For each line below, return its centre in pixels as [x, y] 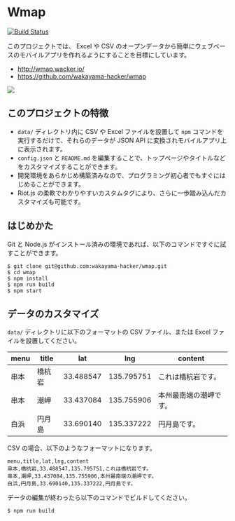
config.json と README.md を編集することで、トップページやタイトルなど [121, 158]
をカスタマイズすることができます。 [69, 166]
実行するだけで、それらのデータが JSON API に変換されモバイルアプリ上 [122, 140]
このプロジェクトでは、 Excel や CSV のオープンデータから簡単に [101, 46]
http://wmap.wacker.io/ [51, 69]
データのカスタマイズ [53, 314]
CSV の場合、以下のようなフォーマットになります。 [81, 448]
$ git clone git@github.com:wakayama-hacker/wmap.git [87, 266]
